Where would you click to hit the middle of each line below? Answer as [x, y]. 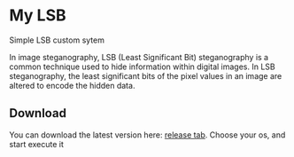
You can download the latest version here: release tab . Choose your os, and [147, 135]
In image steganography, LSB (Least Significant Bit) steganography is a [139, 57]
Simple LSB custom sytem [57, 40]
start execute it [37, 144]
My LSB [38, 16]
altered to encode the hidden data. [72, 85]
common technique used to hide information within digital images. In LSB [143, 67]
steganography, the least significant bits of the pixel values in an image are [146, 75]
